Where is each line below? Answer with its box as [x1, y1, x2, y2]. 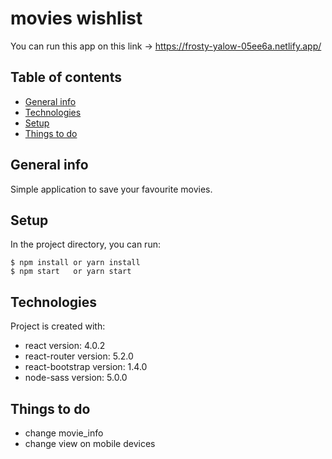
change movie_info [24, 427, 104, 439]
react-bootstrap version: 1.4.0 [24, 361, 148, 373]
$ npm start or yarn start [10, 267, 132, 277]
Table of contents [10, 69, 122, 86]
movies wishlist [10, 7, 143, 30]
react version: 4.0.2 [24, 340, 106, 352]
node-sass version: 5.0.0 [24, 372, 128, 384]
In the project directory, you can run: [10, 238, 161, 251]
